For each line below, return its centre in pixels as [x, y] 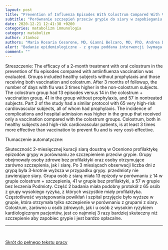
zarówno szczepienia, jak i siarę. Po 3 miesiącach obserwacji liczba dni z [80, 165]
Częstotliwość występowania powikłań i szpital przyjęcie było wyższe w [79, 197]
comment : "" [17, 51]
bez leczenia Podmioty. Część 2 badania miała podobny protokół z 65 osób [83, 186]
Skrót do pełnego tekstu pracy [36, 242]
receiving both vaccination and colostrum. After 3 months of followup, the [81, 82]
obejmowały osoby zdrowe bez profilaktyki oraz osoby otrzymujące [75, 159]
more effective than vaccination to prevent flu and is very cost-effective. [79, 129]
